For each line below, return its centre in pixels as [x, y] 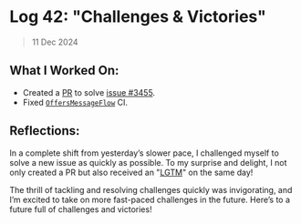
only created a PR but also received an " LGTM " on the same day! [131, 172]
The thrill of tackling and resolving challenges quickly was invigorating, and [151, 189]
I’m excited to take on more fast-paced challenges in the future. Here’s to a [150, 199]
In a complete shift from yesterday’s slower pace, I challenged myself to [145, 153]
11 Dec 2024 [55, 42]
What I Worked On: [64, 71]
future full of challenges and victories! [81, 209]
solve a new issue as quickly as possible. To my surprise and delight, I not [148, 162]
